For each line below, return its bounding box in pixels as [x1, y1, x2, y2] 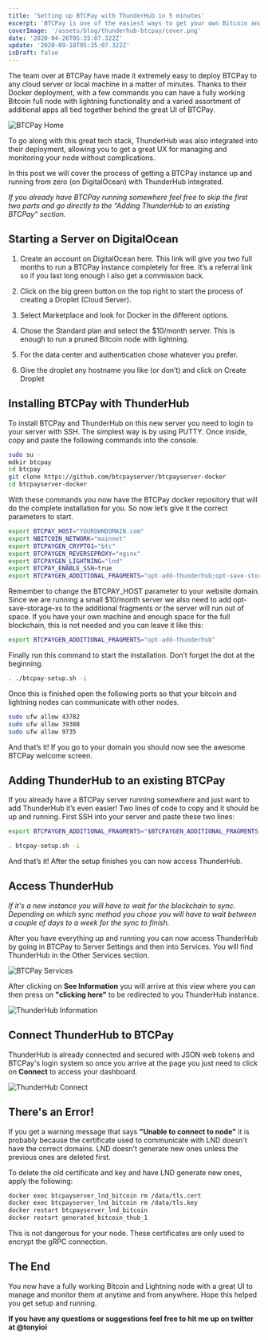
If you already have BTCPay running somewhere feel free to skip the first [8, 193, 248, 202]
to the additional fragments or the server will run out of [64, 603, 245, 613]
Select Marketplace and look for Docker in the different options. [19, 310, 230, 320]
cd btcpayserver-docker [8, 481, 88, 489]
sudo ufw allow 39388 [8, 720, 81, 728]
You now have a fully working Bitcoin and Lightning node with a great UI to [8, 1281, 254, 1290]
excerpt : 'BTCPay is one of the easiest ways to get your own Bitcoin [8, 19, 248, 27]
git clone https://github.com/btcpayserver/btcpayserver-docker [8, 473, 227, 481]
